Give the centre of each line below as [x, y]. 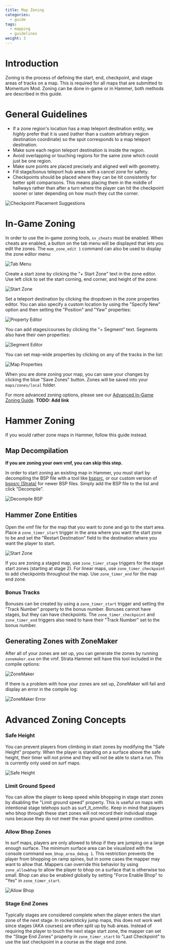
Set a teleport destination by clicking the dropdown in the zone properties [82, 299]
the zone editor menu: [28, 254]
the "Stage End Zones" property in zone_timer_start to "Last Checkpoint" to [85, 936]
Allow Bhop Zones [28, 832]
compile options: [23, 664]
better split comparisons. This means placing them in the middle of [82, 182]
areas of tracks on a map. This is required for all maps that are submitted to [84, 83]
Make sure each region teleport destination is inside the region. [79, 150]
